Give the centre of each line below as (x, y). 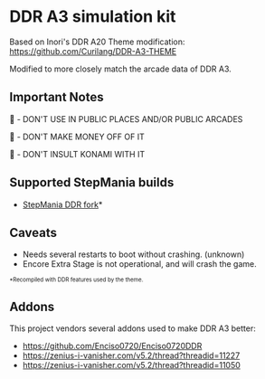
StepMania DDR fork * (62, 204)
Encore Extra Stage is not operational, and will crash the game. (140, 264)
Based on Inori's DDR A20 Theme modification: (97, 42)
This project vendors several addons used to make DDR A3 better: (132, 328)
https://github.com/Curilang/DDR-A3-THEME (93, 51)
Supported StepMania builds (92, 183)
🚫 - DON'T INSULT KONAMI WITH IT (77, 154)
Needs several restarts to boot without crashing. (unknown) (133, 254)
